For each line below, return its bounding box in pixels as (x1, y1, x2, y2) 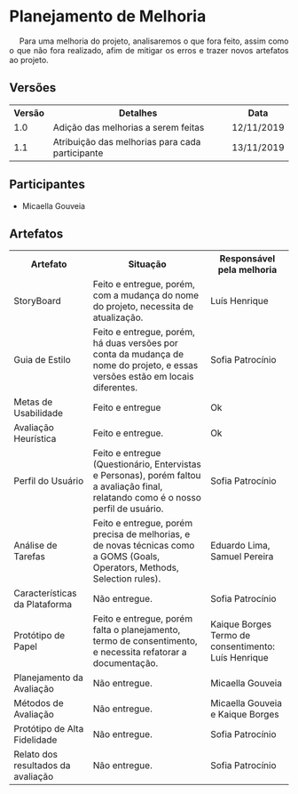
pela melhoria (217, 264, 278, 277)
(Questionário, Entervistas (92, 458, 201, 470)
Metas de (13, 396, 53, 408)
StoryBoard (13, 295, 62, 308)
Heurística (13, 433, 57, 445)
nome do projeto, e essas (92, 359, 199, 372)
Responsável (219, 253, 276, 265)
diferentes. (92, 381, 138, 394)
